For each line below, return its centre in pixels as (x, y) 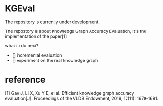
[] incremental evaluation (37, 55)
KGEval (20, 8)
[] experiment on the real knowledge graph (55, 60)
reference (25, 80)
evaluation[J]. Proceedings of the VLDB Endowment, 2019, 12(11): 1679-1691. (82, 98)
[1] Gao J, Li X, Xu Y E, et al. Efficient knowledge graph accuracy (70, 93)
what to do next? (22, 45)
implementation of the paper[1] (36, 36)
